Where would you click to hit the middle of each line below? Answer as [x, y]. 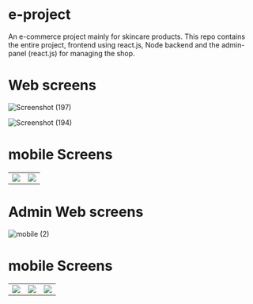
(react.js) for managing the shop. [82, 53]
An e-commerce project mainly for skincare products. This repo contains [127, 36]
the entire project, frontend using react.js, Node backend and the [114, 44]
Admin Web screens [76, 212]
